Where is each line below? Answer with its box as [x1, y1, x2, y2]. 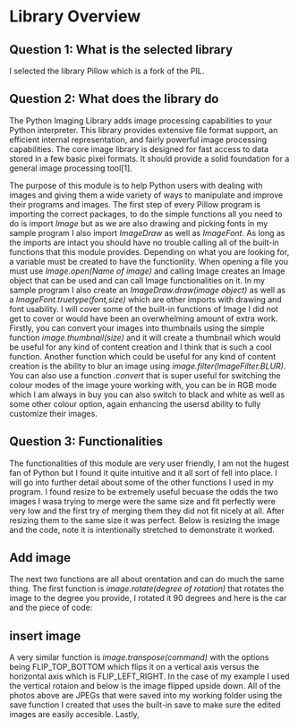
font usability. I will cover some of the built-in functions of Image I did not [9, 303, 279, 314]
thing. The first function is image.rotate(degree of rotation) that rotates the [9, 583, 285, 594]
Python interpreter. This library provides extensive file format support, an [9, 124, 278, 135]
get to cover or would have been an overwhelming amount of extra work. [9, 313, 278, 324]
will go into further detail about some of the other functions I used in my [9, 477, 275, 487]
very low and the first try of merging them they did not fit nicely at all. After [9, 505, 285, 516]
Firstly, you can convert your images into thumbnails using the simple [9, 322, 265, 333]
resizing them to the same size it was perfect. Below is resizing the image [9, 514, 280, 525]
